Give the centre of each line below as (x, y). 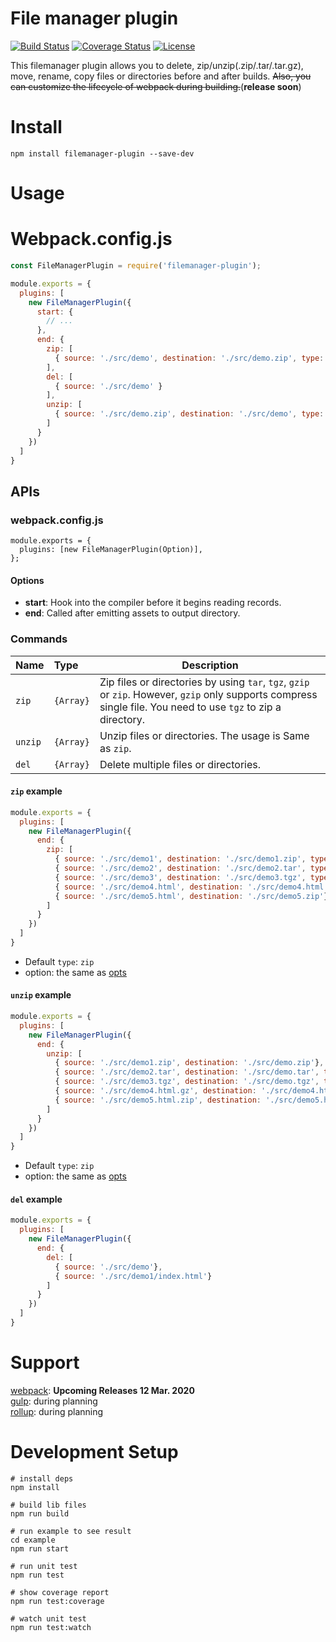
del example (36, 1199)
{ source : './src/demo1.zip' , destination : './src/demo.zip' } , (189, 1063)
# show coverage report (60, 1592)
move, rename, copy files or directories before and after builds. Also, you (161, 76)
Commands (39, 639)
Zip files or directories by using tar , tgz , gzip (204, 682)
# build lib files (48, 1505)
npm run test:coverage (57, 1601)
